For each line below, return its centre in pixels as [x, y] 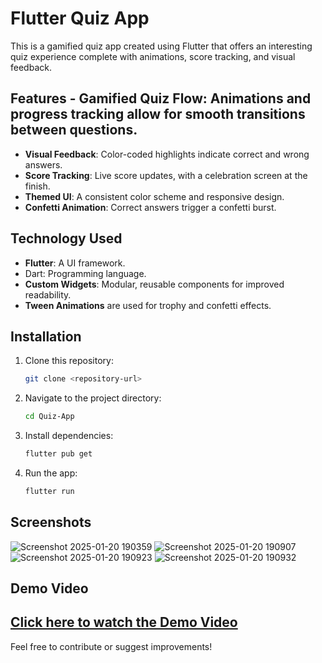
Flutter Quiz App [80, 18]
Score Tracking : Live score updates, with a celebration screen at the [166, 175]
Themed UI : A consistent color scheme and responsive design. [154, 196]
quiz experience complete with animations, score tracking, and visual [153, 56]
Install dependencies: [69, 436]
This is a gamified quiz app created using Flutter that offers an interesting [161, 46]
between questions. [74, 130]
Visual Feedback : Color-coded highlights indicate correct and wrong [167, 154]
